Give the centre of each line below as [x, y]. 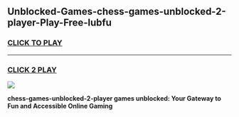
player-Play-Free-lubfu [60, 23]
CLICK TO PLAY [35, 43]
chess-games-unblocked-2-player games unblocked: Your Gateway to [115, 98]
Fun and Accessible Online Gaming [60, 106]
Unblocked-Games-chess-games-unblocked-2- [117, 12]
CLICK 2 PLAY [32, 69]
